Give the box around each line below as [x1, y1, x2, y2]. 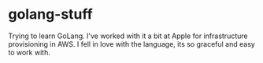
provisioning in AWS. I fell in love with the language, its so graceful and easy [8, 39, 256, 48]
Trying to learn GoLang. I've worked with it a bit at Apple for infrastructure [8, 31, 248, 40]
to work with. [8, 47, 51, 57]
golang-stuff [8, 5, 93, 23]
